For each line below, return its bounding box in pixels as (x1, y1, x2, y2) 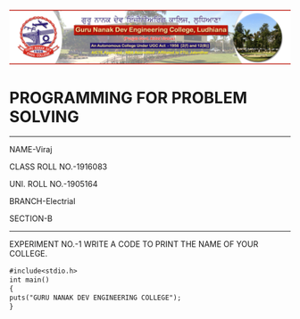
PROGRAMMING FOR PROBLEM (9, 87, 248, 108)
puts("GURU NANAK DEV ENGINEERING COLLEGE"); (9, 293, 181, 303)
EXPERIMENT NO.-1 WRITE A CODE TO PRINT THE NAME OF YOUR (9, 239, 259, 249)
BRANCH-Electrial (9, 196, 76, 207)
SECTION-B (9, 213, 54, 224)
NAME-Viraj (9, 144, 53, 155)
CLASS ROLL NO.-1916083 (9, 161, 108, 172)
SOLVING (9, 106, 79, 127)
